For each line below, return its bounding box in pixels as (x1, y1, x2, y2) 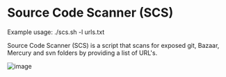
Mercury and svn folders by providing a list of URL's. (7, 49, 158, 57)
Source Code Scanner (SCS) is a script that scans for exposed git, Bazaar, (7, 41, 220, 49)
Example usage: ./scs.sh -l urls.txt (7, 28, 105, 36)
